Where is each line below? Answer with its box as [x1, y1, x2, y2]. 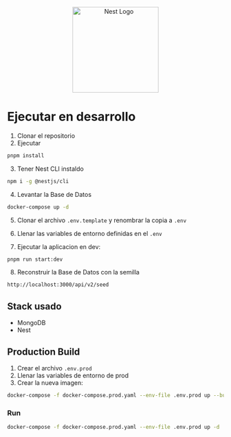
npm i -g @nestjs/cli [7, 178, 69, 185]
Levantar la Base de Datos [16, 190, 91, 198]
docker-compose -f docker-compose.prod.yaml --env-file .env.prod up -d [7, 424, 220, 431]
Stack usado [7, 300, 62, 312]
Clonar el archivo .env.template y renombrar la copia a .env [16, 216, 187, 224]
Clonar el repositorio [16, 131, 76, 140]
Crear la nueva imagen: [16, 378, 84, 387]
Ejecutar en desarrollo [7, 109, 136, 125]
